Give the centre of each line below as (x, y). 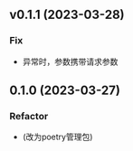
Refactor (29, 116)
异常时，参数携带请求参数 (70, 61)
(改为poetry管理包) (57, 137)
